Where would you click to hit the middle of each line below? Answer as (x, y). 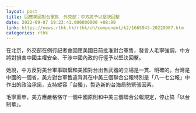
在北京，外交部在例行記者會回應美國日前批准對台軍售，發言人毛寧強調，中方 (98, 51)
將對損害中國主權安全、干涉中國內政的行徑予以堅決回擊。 (75, 58)
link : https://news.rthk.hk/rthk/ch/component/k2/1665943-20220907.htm (95, 28)
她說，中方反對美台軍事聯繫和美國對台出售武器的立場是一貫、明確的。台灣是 (98, 70)
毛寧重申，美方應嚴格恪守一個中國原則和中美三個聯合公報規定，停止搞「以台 (98, 97)
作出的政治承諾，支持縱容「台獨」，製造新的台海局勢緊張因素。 (81, 84)
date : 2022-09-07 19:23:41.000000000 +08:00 (61, 22)
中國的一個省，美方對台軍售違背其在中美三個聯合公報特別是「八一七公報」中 (98, 77)
